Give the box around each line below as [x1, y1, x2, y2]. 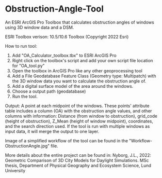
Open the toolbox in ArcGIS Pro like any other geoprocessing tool [12, 68, 143, 73]
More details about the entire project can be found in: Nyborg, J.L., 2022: [5, 152, 151, 158]
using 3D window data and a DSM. [5, 24, 74, 30]
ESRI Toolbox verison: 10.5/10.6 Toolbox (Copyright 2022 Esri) [5, 34, 129, 40]
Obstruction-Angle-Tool [5, 3, 104, 14]
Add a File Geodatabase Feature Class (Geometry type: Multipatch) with [12, 73, 156, 79]
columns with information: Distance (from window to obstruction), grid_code [5, 113, 158, 119]
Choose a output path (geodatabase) [12, 88, 86, 94]
